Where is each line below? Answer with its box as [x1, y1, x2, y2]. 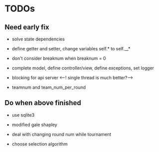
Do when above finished [4, 99, 81, 107]
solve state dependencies [11, 36, 65, 42]
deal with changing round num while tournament [11, 131, 111, 137]
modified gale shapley [11, 122, 58, 128]
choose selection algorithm [11, 141, 68, 147]
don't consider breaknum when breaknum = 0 [11, 55, 106, 61]
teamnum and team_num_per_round [11, 84, 86, 90]
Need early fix [4, 23, 49, 31]
